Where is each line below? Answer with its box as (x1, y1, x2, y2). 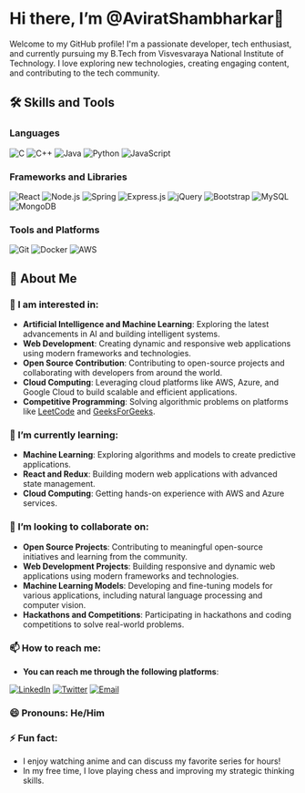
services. (22, 498, 57, 509)
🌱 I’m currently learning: (9, 428, 118, 441)
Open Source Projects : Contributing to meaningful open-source (22, 541, 264, 552)
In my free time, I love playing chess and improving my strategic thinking (22, 766, 295, 777)
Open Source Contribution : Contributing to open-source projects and (22, 357, 285, 368)
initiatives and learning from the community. (22, 551, 188, 561)
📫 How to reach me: (9, 642, 102, 654)
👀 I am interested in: (9, 298, 99, 311)
